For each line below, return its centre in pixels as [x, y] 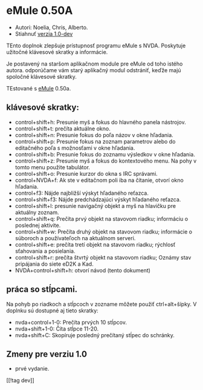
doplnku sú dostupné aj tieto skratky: [52, 311]
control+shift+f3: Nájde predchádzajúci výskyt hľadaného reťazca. [98, 199]
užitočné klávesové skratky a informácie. [57, 52]
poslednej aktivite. [38, 225]
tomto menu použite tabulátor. [53, 167]
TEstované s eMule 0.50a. [39, 88]
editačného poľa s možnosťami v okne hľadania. [75, 148]
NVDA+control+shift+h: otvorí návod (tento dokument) [83, 270]
